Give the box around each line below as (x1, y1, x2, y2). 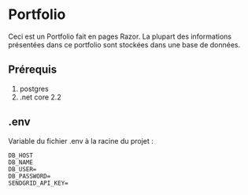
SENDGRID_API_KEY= (8, 179, 68, 187)
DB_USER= (8, 165, 37, 173)
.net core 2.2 (19, 92, 61, 102)
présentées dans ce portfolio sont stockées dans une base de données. (8, 39, 241, 49)
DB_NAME (8, 158, 34, 167)
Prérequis (8, 63, 57, 77)
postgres (19, 84, 49, 93)
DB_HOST (8, 152, 34, 159)
